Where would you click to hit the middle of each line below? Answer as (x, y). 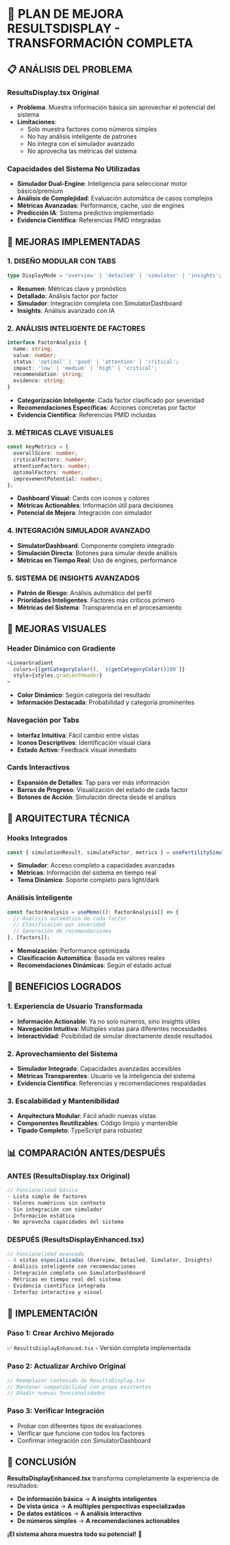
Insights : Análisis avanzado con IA (66, 310)
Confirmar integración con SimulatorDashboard (84, 1440)
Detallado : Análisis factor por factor (67, 296)
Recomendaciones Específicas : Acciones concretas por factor (106, 408)
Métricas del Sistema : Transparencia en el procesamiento (99, 607)
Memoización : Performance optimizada (73, 951)
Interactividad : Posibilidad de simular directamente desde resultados (115, 1036)
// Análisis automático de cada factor (70, 918)
